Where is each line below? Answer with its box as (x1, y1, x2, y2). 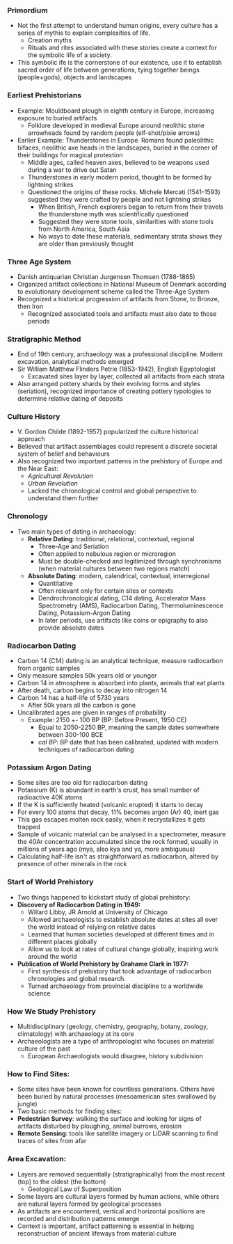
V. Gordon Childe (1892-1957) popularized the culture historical (17, 427, 198, 436)
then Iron (17, 302, 44, 310)
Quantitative (38, 579, 73, 587)
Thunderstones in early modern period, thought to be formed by (27, 173, 212, 181)
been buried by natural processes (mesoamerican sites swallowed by (17, 1092, 217, 1101)
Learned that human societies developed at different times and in (27, 930, 215, 938)
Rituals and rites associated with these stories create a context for (27, 44, 218, 52)
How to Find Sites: (7, 1069, 70, 1078)
